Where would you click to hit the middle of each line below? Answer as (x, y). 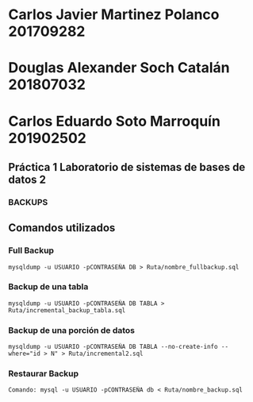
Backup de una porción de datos (72, 330)
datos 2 (27, 179)
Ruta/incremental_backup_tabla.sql (67, 310)
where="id (25, 354)
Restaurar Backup (44, 373)
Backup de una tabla (48, 287)
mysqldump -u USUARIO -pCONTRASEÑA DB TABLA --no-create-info (113, 347)
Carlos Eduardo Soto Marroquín (114, 121)
